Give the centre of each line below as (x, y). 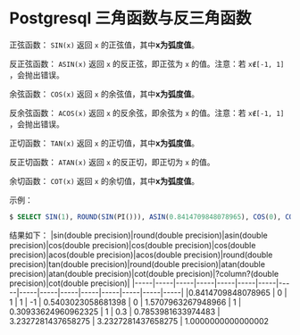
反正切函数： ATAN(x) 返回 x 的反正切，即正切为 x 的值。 (112, 162)
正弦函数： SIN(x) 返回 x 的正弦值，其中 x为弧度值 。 (104, 45)
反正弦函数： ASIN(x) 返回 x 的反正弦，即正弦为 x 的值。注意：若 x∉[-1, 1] (147, 63)
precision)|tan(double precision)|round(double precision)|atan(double (137, 264)
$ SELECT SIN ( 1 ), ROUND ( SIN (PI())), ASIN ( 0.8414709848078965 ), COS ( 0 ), (145, 217)
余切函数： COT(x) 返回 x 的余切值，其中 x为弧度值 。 (104, 180)
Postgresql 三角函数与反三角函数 (130, 18)
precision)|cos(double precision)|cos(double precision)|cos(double (133, 245)
